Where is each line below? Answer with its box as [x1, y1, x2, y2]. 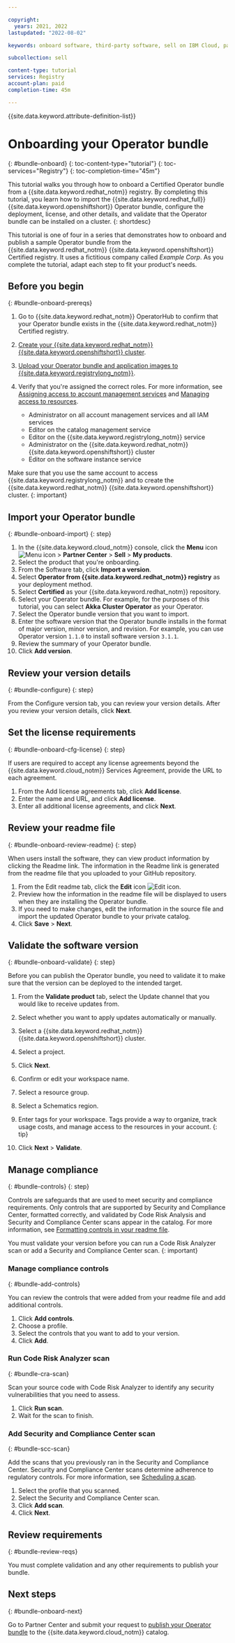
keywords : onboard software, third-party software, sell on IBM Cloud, [8, 42, 220, 49]
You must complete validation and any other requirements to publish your [8, 1561, 219, 1569]
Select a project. [17, 1048, 66, 1056]
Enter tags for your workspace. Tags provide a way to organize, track [17, 1115, 217, 1124]
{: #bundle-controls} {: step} [8, 1182, 90, 1191]
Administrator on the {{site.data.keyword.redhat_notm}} [28, 441, 189, 449]
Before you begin [8, 280, 84, 292]
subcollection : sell [8, 54, 68, 61]
